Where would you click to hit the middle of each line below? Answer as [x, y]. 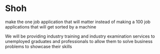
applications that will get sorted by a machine [51, 27]
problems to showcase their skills [39, 46]
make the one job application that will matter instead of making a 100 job [78, 22]
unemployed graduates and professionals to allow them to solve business [79, 41]
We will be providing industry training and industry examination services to [80, 36]
